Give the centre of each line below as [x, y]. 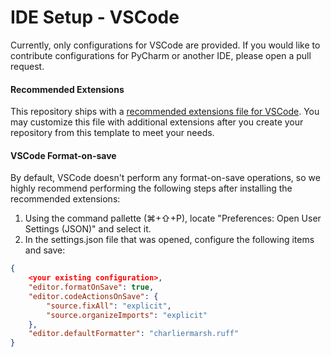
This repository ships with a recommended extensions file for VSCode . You [165, 112]
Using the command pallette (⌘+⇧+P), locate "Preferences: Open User [173, 218]
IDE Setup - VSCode [95, 17]
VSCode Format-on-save [63, 155]
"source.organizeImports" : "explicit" [127, 315]
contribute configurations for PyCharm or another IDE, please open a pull [161, 55]
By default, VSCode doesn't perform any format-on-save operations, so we [165, 178]
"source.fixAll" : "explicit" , [109, 306]
